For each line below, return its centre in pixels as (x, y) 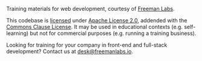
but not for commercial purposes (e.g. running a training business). (113, 33)
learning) (17, 33)
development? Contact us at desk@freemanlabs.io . (70, 51)
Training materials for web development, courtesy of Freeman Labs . (90, 9)
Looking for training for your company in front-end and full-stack (87, 45)
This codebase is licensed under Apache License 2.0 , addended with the (97, 20)
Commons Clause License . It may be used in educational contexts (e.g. (94, 27)
